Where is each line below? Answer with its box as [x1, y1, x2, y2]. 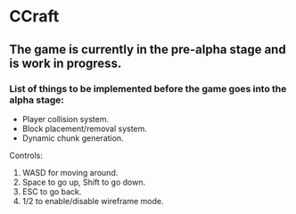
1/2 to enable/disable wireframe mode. [21, 195, 164, 206]
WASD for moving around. [21, 167, 119, 177]
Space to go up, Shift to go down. [21, 177, 146, 187]
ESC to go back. [21, 185, 82, 197]
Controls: [9, 150, 43, 160]
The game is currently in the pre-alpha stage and [9, 42, 287, 57]
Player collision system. [21, 113, 110, 124]
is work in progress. [9, 55, 122, 70]
